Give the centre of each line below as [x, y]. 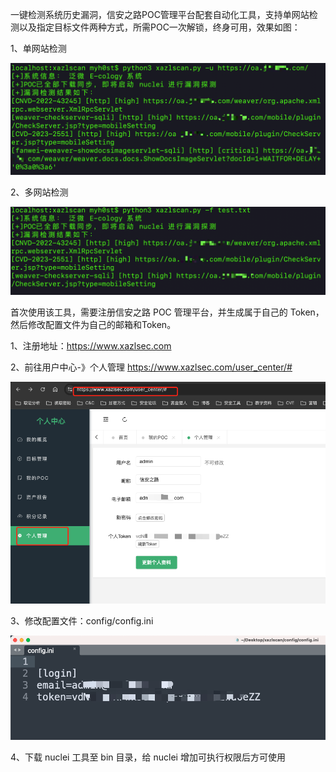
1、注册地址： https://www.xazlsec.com [91, 346]
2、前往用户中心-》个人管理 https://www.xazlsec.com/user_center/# [151, 367]
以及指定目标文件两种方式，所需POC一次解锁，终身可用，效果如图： [159, 27]
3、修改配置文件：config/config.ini [82, 621]
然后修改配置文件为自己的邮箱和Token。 [93, 325]
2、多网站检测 [39, 192]
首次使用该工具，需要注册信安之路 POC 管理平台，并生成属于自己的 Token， [167, 312]
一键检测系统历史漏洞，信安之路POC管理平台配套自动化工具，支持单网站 [160, 14]
